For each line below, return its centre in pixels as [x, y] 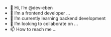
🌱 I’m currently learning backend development [58, 18]
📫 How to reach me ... [33, 29]
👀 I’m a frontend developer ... [40, 13]
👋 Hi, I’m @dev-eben [31, 8]
